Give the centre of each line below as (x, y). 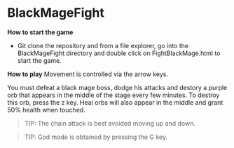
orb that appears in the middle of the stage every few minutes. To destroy (113, 95)
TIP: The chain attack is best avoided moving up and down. (110, 123)
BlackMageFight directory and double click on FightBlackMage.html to (119, 53)
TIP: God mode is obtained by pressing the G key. (96, 137)
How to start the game (40, 32)
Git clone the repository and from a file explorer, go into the (103, 45)
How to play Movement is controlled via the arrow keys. (88, 74)
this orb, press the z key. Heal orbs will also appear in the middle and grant (115, 102)
